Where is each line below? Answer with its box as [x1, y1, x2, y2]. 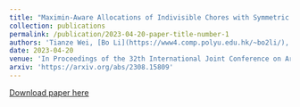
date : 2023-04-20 [9, 46, 74, 55]
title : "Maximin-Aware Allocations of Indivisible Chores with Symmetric [9, 12, 290, 22]
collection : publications [9, 21, 105, 30]
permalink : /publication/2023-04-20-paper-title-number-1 [9, 29, 229, 38]
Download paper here [9, 86, 89, 98]
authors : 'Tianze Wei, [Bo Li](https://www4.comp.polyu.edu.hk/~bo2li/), [9, 37, 290, 47]
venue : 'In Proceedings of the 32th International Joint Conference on [9, 54, 281, 63]
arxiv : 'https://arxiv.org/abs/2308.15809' [9, 63, 174, 72]
